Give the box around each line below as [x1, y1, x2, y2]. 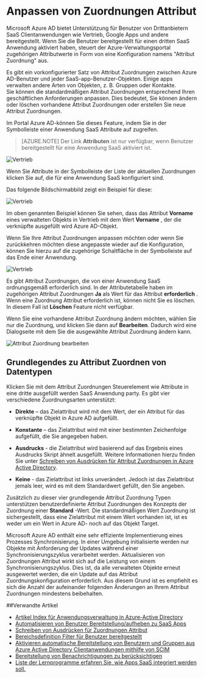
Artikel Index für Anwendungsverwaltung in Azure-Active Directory [15, 613, 183, 621]
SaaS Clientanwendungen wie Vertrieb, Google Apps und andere [6, 30, 169, 38]
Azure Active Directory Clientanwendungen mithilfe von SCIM [15, 646, 170, 653]
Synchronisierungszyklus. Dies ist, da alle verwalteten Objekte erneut [6, 563, 181, 571]
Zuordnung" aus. [6, 57, 49, 64]
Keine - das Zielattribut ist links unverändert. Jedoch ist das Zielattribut [15, 475, 194, 482]
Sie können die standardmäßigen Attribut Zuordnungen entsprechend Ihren [6, 88, 195, 95]
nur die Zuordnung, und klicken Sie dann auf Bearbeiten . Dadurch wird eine [6, 321, 197, 328]
